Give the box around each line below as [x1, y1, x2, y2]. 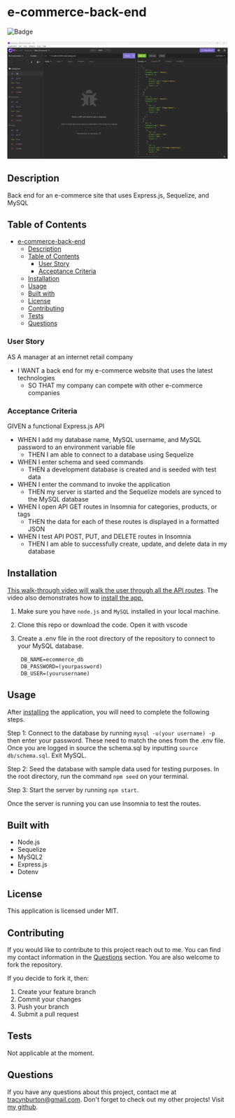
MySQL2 [17, 853, 43, 862]
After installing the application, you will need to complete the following [7, 708, 210, 716]
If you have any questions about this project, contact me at [7, 1087, 177, 1096]
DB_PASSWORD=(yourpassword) [20, 663, 103, 670]
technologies [17, 373, 55, 382]
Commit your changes [17, 995, 82, 1003]
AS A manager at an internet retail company [7, 352, 134, 361]
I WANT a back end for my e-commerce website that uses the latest [17, 366, 213, 375]
